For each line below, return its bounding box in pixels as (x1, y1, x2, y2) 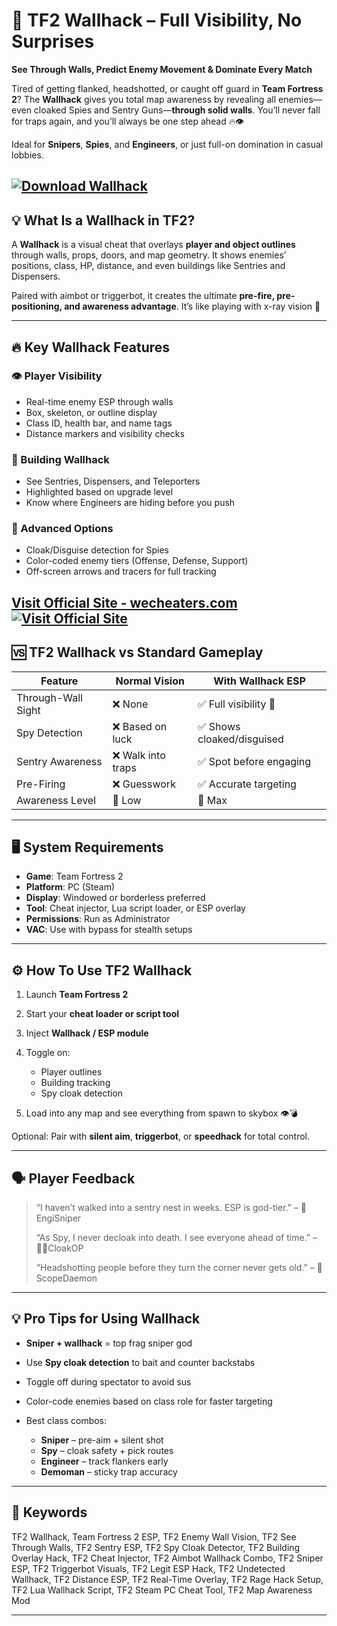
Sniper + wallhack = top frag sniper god (25, 1337, 193, 1349)
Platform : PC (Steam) (25, 881, 116, 893)
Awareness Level (16, 793, 97, 807)
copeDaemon (35, 1272, 98, 1284)
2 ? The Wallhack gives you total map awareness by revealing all (11, 93, 277, 105)
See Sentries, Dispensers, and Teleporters (25, 475, 201, 488)
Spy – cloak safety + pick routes (40, 1444, 174, 1456)
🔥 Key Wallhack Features (11, 339, 171, 356)
